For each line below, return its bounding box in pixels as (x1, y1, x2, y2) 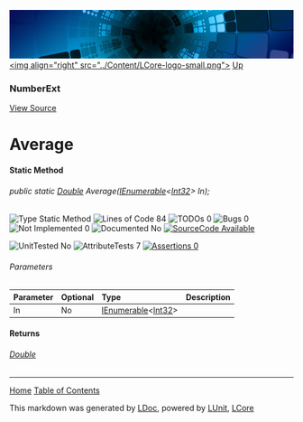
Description (185, 291, 232, 303)
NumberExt (9, 82, 61, 95)
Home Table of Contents (9, 385, 101, 396)
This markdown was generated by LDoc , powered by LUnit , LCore (9, 403, 254, 414)
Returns (9, 328, 41, 339)
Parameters (9, 261, 53, 272)
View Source (9, 103, 57, 114)
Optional (60, 291, 95, 303)
